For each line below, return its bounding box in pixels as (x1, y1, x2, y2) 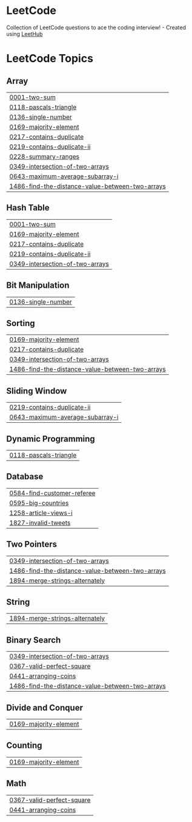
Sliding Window (6, 386, 67, 396)
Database (6, 472, 44, 482)
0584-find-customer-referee (9, 489, 96, 497)
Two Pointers (6, 539, 58, 549)
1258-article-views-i (9, 509, 73, 517)
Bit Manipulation (6, 280, 70, 291)
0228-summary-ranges (9, 152, 80, 161)
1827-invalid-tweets (9, 518, 71, 527)
